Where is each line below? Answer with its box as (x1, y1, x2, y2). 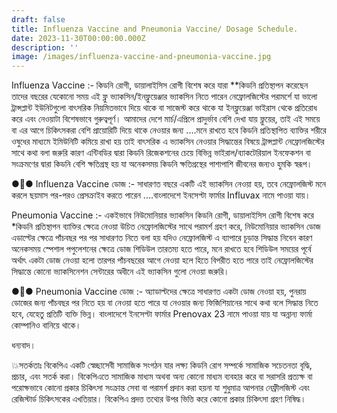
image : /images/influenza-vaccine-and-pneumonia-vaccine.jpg (11, 52, 272, 62)
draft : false (11, 14, 66, 25)
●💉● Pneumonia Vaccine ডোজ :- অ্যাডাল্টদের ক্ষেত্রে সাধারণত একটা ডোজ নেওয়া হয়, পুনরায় (11, 286, 307, 298)
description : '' (11, 42, 79, 53)
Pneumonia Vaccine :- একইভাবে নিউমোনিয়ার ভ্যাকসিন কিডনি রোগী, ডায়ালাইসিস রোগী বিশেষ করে (11, 209, 314, 221)
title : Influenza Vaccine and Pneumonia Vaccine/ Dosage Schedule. (11, 24, 299, 34)
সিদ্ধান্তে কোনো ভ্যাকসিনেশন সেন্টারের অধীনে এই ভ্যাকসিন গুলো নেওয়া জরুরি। (11, 266, 230, 278)
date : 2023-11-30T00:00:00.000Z (11, 33, 146, 43)
